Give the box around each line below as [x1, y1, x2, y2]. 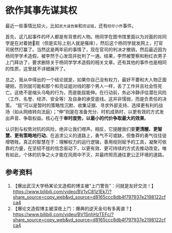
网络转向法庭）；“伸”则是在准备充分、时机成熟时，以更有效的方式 [23, 108, 160, 114]
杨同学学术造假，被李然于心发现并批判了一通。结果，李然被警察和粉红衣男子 [5, 52, 167, 59]
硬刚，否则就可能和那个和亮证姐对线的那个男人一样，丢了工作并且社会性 [5, 83, 158, 89]
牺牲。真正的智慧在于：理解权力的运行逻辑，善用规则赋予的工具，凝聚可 [9, 139, 162, 145]
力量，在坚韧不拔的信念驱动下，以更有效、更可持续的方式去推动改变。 [14, 145, 162, 151]
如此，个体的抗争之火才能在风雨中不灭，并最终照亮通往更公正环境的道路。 [9, 151, 167, 158]
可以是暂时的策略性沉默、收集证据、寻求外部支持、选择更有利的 [24, 102, 159, 108]
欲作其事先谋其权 [5, 5, 78, 16]
